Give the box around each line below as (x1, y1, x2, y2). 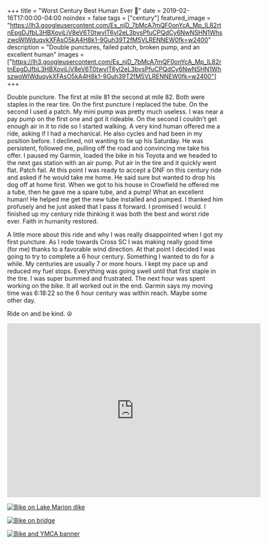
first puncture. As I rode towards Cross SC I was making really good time (7, 238, 213, 246)
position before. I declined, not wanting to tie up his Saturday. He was (7, 137, 204, 144)
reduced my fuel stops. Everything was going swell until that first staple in (7, 267, 216, 275)
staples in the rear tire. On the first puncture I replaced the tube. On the (7, 100, 209, 108)
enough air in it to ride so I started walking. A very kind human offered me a (7, 122, 220, 130)
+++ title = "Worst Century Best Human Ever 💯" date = (7, 7, 161, 14)
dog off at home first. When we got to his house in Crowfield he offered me (7, 181, 220, 188)
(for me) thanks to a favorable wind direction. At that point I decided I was (7, 245, 216, 253)
